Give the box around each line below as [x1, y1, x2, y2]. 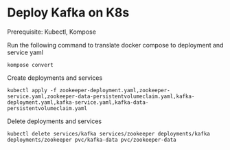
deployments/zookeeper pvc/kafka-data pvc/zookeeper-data [7, 136, 176, 143]
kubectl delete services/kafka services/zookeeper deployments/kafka [7, 130, 211, 137]
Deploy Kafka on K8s [7, 5, 130, 21]
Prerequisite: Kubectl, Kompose [7, 28, 96, 36]
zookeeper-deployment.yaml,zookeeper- [59, 87, 170, 94]
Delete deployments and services [7, 117, 102, 125]
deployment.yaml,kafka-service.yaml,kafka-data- [7, 98, 149, 106]
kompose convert [7, 61, 54, 68]
